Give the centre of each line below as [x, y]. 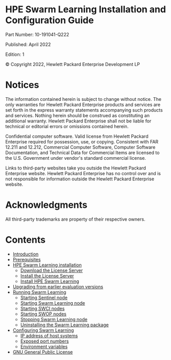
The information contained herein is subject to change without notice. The [83, 99]
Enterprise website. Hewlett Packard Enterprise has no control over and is [83, 173]
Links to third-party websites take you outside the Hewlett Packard [76, 168]
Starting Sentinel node [44, 298]
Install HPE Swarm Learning [50, 281]
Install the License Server [47, 276]
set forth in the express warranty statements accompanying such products [84, 110]
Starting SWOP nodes [43, 314]
